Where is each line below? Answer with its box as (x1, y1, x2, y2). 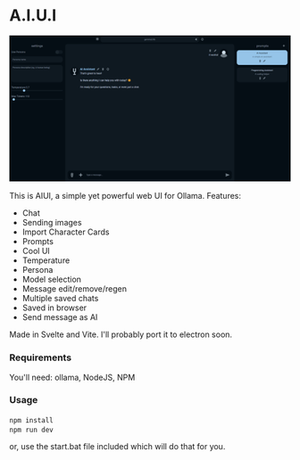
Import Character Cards (21, 226, 110, 237)
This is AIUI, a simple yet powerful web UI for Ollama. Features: (9, 191, 242, 201)
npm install (9, 415, 54, 424)
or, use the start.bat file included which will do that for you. (9, 440, 226, 451)
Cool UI (21, 246, 51, 257)
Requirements (9, 351, 72, 364)
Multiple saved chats (21, 293, 99, 304)
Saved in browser (21, 302, 87, 313)
